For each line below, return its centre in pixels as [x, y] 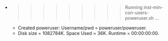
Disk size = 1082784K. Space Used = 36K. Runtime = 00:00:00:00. [88, 33]
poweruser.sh [139, 18]
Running [134, 7]
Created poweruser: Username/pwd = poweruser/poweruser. [82, 28]
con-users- [137, 13]
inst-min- [153, 7]
